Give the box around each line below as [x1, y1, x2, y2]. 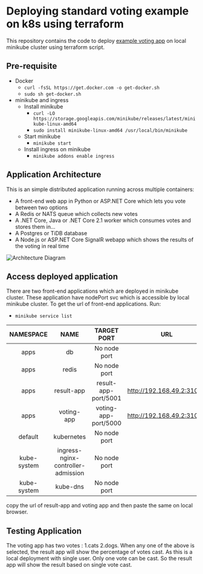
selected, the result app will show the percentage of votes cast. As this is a [6, 549, 193, 556]
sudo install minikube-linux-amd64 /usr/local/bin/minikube [33, 127, 188, 134]
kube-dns [55, 483, 85, 491]
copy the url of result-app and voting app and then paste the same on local [6, 502, 193, 509]
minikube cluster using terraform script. [6, 44, 105, 51]
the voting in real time [14, 242, 69, 249]
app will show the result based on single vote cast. [6, 561, 132, 569]
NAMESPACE [9, 330, 48, 339]
